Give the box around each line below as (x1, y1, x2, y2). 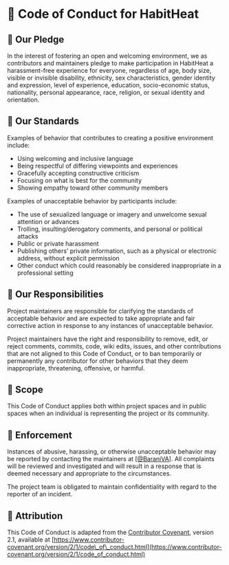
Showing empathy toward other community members (17, 184, 168, 192)
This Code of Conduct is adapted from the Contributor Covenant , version (7, 529, 215, 537)
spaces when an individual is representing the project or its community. (7, 409, 210, 418)
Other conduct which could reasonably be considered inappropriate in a (17, 261, 221, 269)
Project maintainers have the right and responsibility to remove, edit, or (7, 335, 208, 343)
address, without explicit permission (17, 254, 120, 262)
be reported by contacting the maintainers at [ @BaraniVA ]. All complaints (7, 455, 215, 463)
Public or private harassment (17, 239, 99, 247)
